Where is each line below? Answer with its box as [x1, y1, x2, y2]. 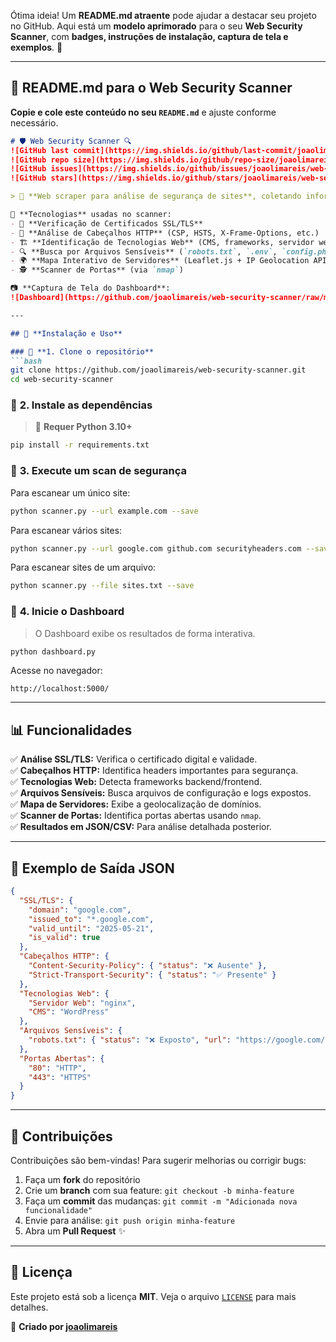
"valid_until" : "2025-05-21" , [28, 923, 155, 934]
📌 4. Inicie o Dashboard [10, 605, 125, 619]
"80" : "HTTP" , [28, 1063, 87, 1073]
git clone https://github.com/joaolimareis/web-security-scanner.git [10, 365, 307, 375]
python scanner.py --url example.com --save [10, 506, 199, 516]
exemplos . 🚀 [10, 41, 63, 53]
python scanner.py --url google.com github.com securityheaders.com [10, 543, 302, 554]
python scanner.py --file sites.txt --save [10, 581, 195, 591]
